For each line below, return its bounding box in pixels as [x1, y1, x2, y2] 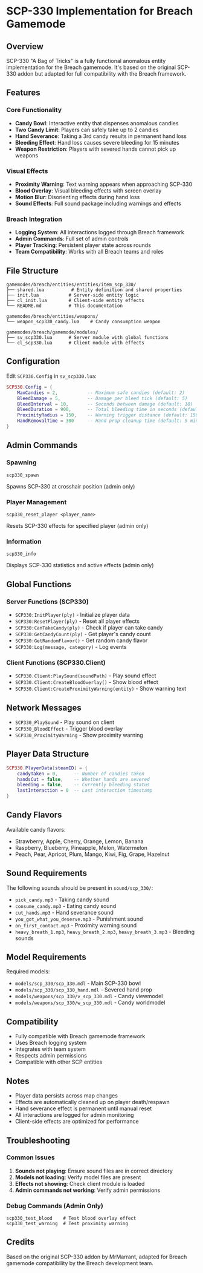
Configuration [6, 356, 60, 367]
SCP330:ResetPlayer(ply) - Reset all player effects [14, 617, 140, 625]
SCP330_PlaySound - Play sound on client [14, 719, 115, 726]
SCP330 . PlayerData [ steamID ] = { [6, 765, 88, 771]
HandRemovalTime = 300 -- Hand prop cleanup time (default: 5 [17, 418, 188, 424]
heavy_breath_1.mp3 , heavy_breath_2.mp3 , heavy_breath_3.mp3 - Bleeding [14, 928, 195, 935]
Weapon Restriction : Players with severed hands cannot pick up [14, 145, 176, 153]
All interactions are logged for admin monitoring [14, 1111, 134, 1119]
